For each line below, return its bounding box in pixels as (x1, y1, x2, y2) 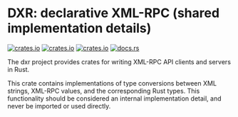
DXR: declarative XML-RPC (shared (7, 5, 219, 21)
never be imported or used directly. (7, 101, 111, 110)
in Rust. (7, 65, 30, 73)
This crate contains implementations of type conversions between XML (7, 78, 217, 87)
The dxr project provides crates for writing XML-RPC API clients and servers (7, 57, 232, 66)
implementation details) (7, 20, 152, 36)
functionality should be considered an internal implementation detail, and (7, 94, 222, 103)
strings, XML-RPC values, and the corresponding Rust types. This (7, 86, 200, 95)
